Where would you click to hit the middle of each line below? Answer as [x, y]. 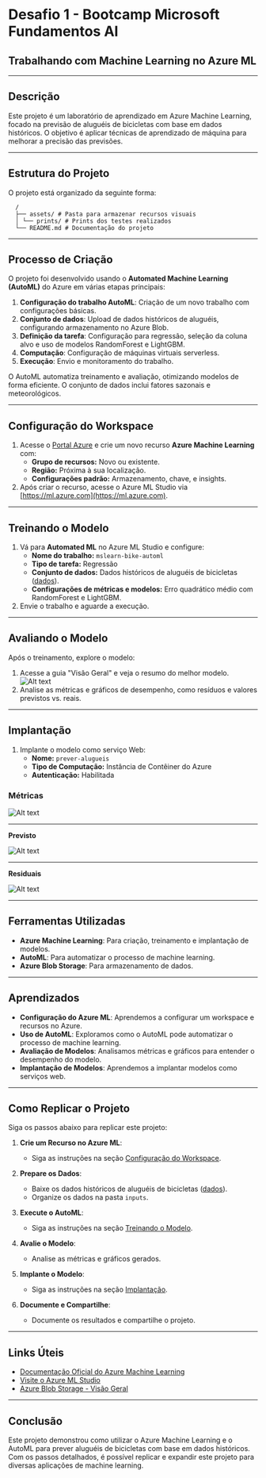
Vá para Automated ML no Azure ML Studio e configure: [112, 547]
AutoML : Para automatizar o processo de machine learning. [117, 957]
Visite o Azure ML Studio [60, 1380]
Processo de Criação [61, 260]
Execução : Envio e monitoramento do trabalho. [97, 362]
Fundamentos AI [63, 31]
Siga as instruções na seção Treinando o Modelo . [112, 1228]
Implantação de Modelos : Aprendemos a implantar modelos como [128, 1067]
